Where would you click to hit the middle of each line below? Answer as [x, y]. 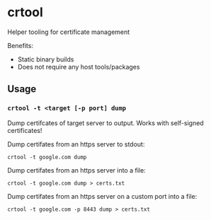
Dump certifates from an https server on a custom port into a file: [102, 196]
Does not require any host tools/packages [79, 66]
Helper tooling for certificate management [69, 32]
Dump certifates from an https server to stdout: [76, 144]
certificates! [25, 130]
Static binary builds [46, 59]
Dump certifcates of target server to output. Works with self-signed [105, 123]
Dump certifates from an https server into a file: [77, 170]
